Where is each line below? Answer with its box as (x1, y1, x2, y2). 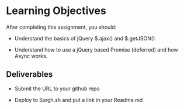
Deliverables (6, 69, 53, 80)
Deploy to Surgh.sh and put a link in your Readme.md (14, 96, 143, 103)
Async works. (14, 52, 48, 59)
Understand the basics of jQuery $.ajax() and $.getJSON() (14, 35, 155, 42)
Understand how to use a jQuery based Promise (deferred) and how (14, 46, 178, 53)
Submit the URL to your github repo (14, 85, 100, 92)
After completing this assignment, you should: (6, 23, 117, 30)
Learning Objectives (6, 4, 106, 18)
